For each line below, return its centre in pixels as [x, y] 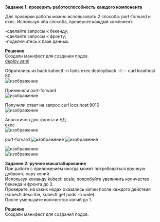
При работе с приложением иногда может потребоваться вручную [75, 168]
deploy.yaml [17, 61]
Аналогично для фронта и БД [36, 120]
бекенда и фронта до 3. [29, 184]
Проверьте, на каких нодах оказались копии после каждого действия [78, 189]
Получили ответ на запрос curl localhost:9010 [52, 105]
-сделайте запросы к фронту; [36, 36]
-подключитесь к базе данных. [37, 41]
